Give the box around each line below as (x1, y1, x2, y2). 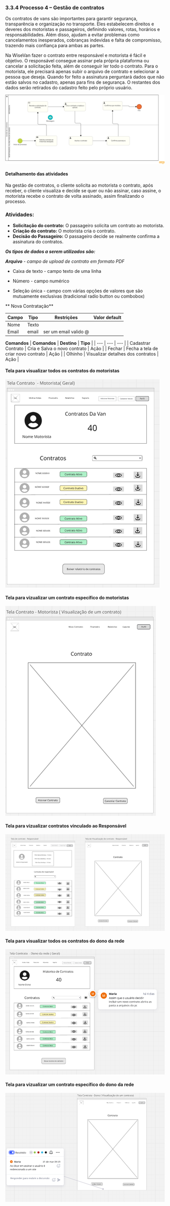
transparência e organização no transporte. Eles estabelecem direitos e (5, 21, 154, 27)
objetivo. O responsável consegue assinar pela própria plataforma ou (5, 58, 149, 64)
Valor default (93, 314, 121, 321)
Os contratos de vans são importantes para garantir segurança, (5, 16, 138, 22)
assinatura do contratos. (12, 239, 64, 245)
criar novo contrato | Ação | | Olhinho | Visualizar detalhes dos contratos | (5, 350, 159, 357)
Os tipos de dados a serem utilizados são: (5, 249, 96, 255)
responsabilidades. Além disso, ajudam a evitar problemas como (5, 32, 140, 38)
